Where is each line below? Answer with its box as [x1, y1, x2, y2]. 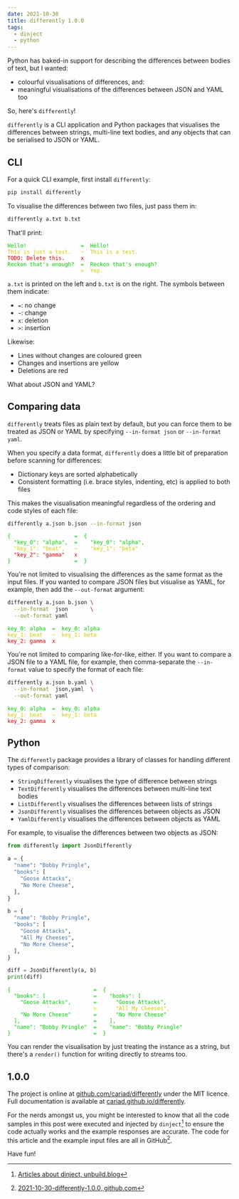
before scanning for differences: [7, 456, 102, 465]
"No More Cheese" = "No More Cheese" [20, 1011, 167, 1018]
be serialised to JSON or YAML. [7, 136, 100, 144]
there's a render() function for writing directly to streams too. [7, 1050, 188, 1059]
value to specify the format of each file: [28, 665, 144, 673]
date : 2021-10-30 [7, 10, 59, 18]
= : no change [17, 300, 56, 310]
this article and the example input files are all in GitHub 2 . [7, 1134, 173, 1144]
